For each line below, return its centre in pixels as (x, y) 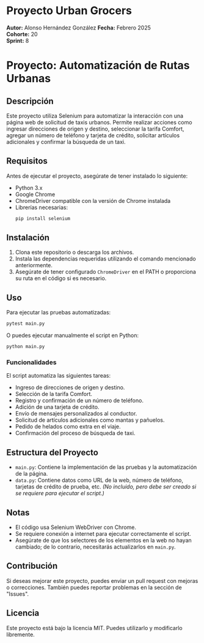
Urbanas (28, 79)
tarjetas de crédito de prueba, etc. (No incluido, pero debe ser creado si (106, 487)
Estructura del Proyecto (53, 452)
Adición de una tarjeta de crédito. (57, 407)
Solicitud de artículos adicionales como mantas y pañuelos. (90, 420)
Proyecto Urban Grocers (69, 11)
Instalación (28, 238)
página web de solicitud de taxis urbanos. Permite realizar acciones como (99, 122)
